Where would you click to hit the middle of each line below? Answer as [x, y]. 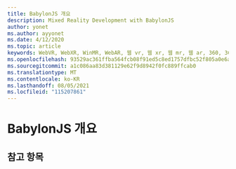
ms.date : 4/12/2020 [36, 40]
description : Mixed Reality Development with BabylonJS [91, 20]
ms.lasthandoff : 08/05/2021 [48, 86]
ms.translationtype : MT [42, 72]
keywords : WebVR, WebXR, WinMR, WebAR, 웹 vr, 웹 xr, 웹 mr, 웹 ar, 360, [114, 53]
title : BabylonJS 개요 [39, 14]
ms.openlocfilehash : [38, 60]
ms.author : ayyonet [36, 33]
